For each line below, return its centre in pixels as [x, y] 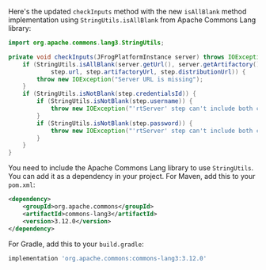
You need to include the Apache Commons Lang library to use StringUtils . [131, 168]
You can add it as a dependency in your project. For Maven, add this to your [132, 177]
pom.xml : [22, 184]
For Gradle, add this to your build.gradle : [76, 244]
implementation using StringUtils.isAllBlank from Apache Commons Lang [132, 20]
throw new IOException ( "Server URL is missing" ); [120, 79]
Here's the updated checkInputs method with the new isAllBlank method [127, 11]
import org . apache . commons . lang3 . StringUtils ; [86, 43]
